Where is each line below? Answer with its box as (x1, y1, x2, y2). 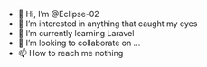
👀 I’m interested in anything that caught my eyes (17, 18, 198, 29)
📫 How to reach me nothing (17, 48, 124, 58)
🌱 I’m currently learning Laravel (17, 28, 135, 38)
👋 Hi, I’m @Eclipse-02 (17, 9, 99, 19)
